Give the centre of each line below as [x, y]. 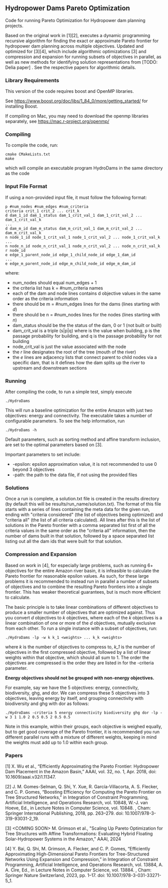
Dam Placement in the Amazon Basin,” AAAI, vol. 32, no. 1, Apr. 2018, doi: [81, 771]
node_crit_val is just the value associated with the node [69, 346]
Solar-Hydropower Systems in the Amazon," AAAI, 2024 [63, 839]
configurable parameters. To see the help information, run [65, 421]
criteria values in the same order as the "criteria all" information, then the [80, 530]
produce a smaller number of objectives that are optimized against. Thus [80, 612]
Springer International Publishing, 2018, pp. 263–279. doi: [64, 813]
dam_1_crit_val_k [23, 220]
